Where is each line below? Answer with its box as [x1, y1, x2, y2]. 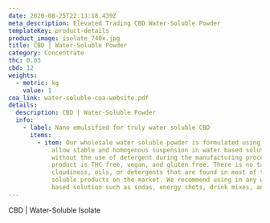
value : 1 [22, 86, 52, 95]
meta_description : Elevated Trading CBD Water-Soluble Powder [8, 19, 221, 27]
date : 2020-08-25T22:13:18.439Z [8, 11, 117, 20]
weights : [8, 71, 38, 79]
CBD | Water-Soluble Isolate [8, 205, 101, 215]
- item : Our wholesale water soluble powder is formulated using [37, 138, 261, 147]
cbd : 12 [8, 64, 35, 72]
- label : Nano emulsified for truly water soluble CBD [22, 124, 211, 132]
